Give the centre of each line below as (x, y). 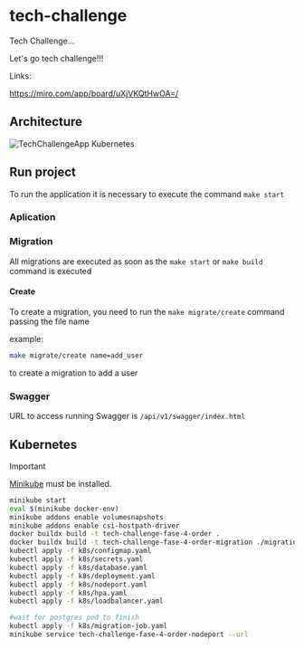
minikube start (38, 500)
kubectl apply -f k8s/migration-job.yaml (89, 626)
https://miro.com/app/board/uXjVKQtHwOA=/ (94, 93)
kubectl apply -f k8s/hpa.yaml (68, 593)
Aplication (33, 217)
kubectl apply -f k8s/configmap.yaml (81, 551)
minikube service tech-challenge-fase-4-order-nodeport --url (129, 634)
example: (26, 338)
